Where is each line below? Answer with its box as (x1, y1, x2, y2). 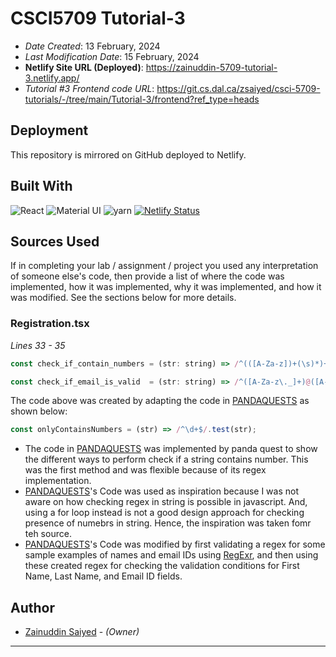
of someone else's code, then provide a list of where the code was (10, 270, 285, 282)
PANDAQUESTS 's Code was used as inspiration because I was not (24, 485, 300, 497)
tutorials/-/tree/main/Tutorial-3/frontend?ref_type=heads (24, 93, 260, 105)
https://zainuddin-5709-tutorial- (145, 61, 278, 73)
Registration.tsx (10, 317, 90, 331)
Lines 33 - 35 (10, 339, 66, 351)
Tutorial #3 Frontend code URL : (24, 82, 155, 94)
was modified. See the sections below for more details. (10, 292, 237, 304)
